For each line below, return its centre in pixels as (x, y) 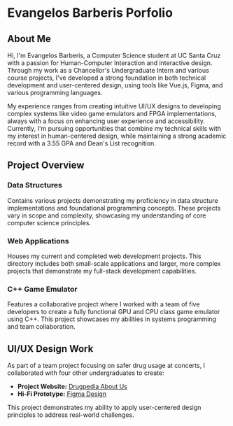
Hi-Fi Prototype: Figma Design (62, 394)
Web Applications (38, 241)
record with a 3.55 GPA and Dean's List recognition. (82, 143)
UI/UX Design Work (50, 349)
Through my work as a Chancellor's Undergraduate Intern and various (108, 70)
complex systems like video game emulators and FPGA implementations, (112, 114)
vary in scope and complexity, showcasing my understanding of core (107, 215)
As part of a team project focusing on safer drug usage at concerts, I (106, 366)
